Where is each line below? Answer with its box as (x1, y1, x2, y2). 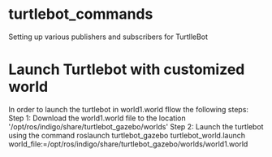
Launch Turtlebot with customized (8, 60, 245, 79)
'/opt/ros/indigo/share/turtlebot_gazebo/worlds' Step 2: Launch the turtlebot (8, 121, 264, 131)
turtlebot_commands (8, 5, 153, 24)
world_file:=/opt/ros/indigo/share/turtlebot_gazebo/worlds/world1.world (8, 139, 248, 149)
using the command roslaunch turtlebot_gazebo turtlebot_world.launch (8, 130, 246, 140)
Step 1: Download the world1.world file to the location (8, 113, 186, 123)
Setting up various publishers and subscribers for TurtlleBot (8, 32, 209, 41)
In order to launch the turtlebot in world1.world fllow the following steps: (8, 104, 249, 114)
